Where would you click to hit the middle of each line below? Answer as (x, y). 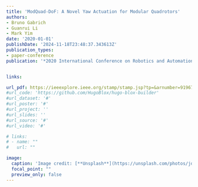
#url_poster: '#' (27, 104)
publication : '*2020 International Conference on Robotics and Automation (100, 61)
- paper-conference (30, 55)
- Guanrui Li (22, 28)
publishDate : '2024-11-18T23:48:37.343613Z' (62, 45)
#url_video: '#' (26, 126)
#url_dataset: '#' (29, 99)
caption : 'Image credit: (42, 163)
